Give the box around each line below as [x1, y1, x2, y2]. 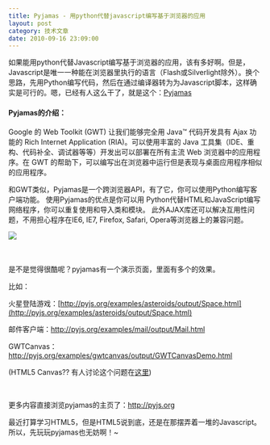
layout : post [8, 19, 52, 27]
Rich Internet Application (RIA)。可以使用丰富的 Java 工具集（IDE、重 [23, 137, 255, 147]
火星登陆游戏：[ [8, 299, 61, 309]
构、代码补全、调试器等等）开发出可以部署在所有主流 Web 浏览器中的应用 [8, 147, 254, 157]
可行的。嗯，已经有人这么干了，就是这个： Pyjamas [22, 88, 192, 98]
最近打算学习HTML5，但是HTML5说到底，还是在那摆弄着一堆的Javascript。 [8, 418, 262, 427]
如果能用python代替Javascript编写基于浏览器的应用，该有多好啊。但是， [8, 57, 250, 67]
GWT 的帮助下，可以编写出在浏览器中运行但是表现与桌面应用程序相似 [31, 157, 263, 167]
